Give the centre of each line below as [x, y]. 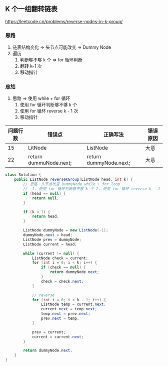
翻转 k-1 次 [31, 66]
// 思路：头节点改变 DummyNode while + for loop [72, 184]
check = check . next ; [62, 281]
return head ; [45, 217]
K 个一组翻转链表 [31, 9]
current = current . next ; [58, 337]
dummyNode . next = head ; [48, 235]
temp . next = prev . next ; [66, 314]
